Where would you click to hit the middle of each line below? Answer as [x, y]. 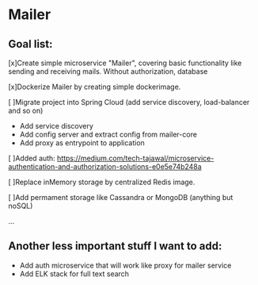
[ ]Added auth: [32, 158]
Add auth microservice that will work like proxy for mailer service [125, 265]
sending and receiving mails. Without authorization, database [108, 71]
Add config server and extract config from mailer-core [108, 134]
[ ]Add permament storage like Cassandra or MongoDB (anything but [121, 197]
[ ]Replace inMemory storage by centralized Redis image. [102, 182]
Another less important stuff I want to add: [115, 246]
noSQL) [21, 206]
